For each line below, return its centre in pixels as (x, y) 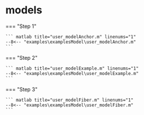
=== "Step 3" (22, 89)
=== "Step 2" (22, 57)
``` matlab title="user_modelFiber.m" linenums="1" (69, 100)
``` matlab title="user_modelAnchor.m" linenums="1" (71, 37)
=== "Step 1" (21, 26)
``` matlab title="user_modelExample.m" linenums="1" (72, 68)
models (24, 10)
